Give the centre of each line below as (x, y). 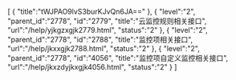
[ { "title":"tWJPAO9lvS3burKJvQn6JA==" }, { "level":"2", (102, 12)
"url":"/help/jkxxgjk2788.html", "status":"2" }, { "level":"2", (104, 48)
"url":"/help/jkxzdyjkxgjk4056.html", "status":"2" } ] (92, 67)
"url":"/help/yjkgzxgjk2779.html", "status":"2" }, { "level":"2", (108, 30)
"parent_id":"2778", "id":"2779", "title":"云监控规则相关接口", (107, 21)
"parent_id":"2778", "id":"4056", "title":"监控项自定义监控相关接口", (118, 58)
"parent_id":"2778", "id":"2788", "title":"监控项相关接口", (100, 40)
